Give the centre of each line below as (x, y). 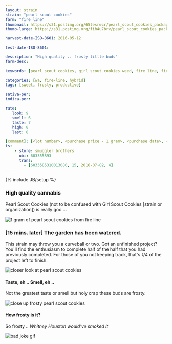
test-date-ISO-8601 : (27, 48)
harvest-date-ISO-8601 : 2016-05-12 (43, 38)
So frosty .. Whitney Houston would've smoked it (57, 326)
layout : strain (21, 10)
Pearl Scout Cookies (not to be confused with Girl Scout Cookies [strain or (84, 204)
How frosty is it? (23, 315)
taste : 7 (21, 123)
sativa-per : (18, 94)
